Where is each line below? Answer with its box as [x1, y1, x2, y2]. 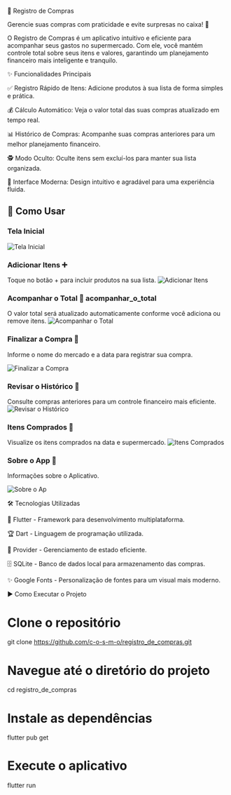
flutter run [7, 781, 36, 789]
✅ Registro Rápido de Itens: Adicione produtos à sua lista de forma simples [7, 84, 224, 92]
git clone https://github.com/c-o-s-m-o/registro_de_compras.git [7, 638, 192, 646]
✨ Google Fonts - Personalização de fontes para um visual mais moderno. [7, 576, 220, 584]
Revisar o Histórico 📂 [7, 381, 80, 391]
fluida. [7, 185, 26, 193]
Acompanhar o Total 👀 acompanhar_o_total [7, 293, 157, 303]
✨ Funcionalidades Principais [7, 70, 92, 78]
